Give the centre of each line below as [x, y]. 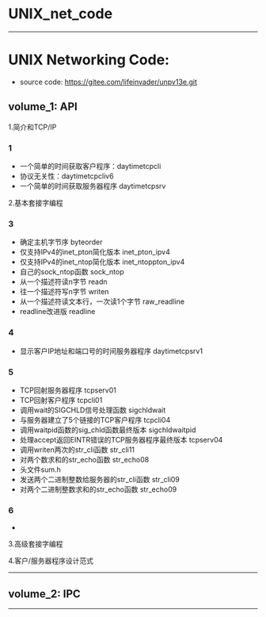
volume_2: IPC [44, 594]
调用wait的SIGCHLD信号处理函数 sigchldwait [93, 410]
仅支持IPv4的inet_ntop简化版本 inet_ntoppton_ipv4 [102, 262]
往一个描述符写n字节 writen [64, 292]
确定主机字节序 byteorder [61, 242]
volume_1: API [43, 107]
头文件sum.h [40, 469]
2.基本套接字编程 [36, 202]
